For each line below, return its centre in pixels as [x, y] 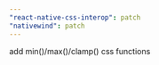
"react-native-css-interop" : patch [75, 17]
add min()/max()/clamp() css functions [80, 51]
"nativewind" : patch [48, 26]
